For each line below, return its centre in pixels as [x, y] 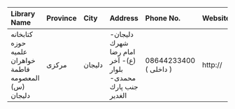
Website [216, 18]
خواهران [23, 60]
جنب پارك [124, 87]
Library [23, 14]
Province [62, 18]
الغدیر [118, 95]
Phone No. [163, 18]
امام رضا [122, 52]
